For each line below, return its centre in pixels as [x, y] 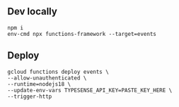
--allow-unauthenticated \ [47, 78]
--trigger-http [30, 96]
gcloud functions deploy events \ [58, 72]
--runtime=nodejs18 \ [39, 84]
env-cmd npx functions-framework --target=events [82, 34]
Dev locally [33, 12]
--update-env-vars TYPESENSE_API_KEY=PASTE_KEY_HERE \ [90, 90]
